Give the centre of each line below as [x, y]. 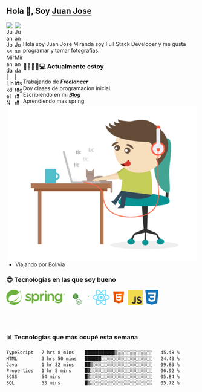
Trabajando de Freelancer [56, 82]
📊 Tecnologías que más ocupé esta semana [72, 337]
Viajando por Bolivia [40, 264]
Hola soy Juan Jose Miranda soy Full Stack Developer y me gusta [105, 44]
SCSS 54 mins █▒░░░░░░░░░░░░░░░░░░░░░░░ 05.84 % [93, 377]
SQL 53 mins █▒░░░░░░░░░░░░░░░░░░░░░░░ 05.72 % [93, 383]
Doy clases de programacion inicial [67, 88]
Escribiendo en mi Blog [52, 95]
